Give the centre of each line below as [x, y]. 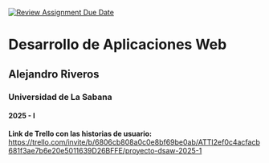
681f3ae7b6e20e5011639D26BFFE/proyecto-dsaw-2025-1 [105, 150]
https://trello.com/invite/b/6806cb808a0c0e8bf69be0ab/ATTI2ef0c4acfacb [134, 142]
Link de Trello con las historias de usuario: [80, 133]
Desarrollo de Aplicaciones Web [118, 45]
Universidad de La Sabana [60, 97]
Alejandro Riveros [54, 74]
